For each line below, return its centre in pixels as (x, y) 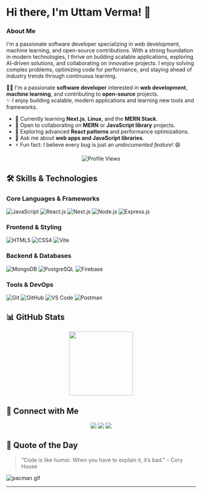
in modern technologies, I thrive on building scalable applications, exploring (100, 57)
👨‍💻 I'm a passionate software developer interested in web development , (97, 88)
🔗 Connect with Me (43, 411)
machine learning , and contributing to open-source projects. (82, 94)
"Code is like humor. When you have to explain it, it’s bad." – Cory (102, 460)
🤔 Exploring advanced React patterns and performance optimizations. (102, 132)
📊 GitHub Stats (35, 317)
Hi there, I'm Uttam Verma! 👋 (79, 12)
